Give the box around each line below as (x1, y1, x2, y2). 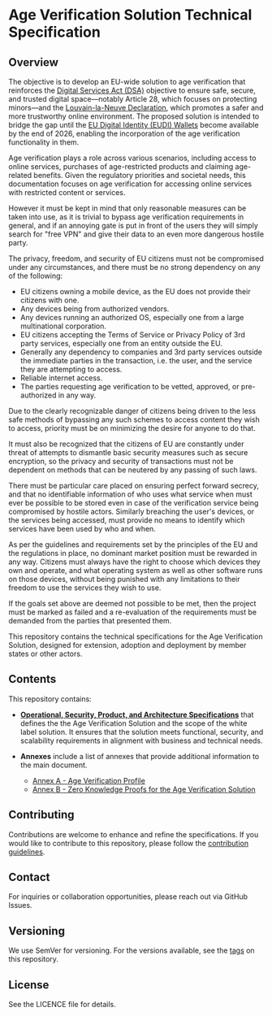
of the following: (8, 271, 63, 280)
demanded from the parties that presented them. (8, 616, 172, 625)
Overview (8, 55, 59, 69)
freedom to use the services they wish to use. (8, 583, 162, 593)
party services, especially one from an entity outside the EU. (19, 339, 223, 348)
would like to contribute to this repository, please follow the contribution (8, 838, 249, 848)
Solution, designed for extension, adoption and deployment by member (8, 640, 247, 649)
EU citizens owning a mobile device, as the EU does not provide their (19, 287, 251, 296)
